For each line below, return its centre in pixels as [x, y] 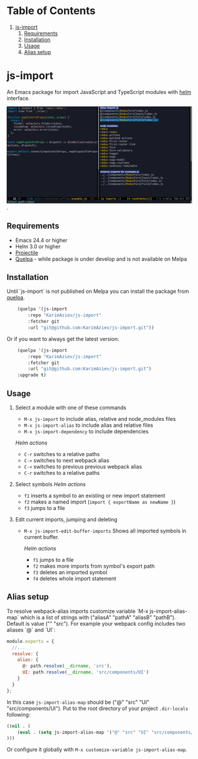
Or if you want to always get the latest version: [63, 339]
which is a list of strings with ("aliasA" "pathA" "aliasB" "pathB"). [98, 617]
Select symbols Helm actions [50, 484]
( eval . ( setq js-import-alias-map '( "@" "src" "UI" [83, 732]
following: [19, 714]
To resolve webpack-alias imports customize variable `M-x [78, 611]
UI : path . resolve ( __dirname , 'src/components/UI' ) [85, 672]
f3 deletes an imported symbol [70, 572]
